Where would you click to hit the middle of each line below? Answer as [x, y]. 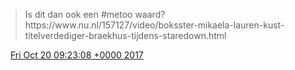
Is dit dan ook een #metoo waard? [95, 14]
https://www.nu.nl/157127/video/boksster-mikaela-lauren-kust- [154, 25]
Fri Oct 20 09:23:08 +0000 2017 [76, 55]
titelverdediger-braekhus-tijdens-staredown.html [125, 35]
